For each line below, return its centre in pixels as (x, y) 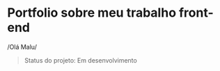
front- (196, 13)
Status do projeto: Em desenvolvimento (80, 60)
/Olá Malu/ (22, 47)
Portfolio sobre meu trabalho (92, 13)
